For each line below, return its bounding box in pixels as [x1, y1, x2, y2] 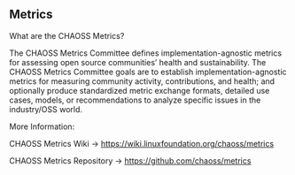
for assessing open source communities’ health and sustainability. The [9, 57, 267, 67]
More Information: [9, 121, 75, 132]
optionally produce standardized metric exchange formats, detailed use [9, 85, 270, 95]
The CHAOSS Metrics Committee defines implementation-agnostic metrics [9, 48, 282, 58]
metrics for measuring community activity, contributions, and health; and [9, 75, 276, 87]
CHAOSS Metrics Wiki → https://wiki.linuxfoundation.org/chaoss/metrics [9, 138, 275, 148]
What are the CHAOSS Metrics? [9, 30, 125, 41]
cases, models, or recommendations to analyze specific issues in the [9, 95, 261, 105]
